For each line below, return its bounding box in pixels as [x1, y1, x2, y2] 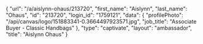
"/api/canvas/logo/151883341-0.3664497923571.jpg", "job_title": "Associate [6, 18, 197, 25]
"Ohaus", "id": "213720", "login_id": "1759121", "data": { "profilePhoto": [6, 11, 183, 19]
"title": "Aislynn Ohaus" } [6, 31, 68, 38]
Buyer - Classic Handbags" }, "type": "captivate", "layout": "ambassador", [6, 24, 193, 31]
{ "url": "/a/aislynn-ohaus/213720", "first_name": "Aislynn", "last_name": [6, 5, 188, 12]
